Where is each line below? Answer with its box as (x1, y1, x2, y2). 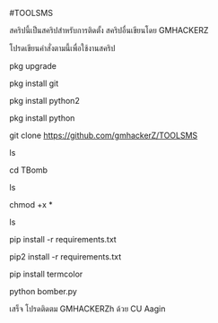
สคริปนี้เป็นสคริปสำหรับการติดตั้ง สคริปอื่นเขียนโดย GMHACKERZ (9, 25, 209, 35)
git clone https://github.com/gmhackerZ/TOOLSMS (9, 130, 198, 140)
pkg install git (9, 78, 59, 89)
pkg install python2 (9, 96, 81, 106)
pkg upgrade (9, 61, 57, 71)
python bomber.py (9, 286, 78, 296)
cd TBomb (9, 165, 48, 175)
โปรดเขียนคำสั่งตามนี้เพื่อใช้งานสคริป (9, 43, 116, 53)
